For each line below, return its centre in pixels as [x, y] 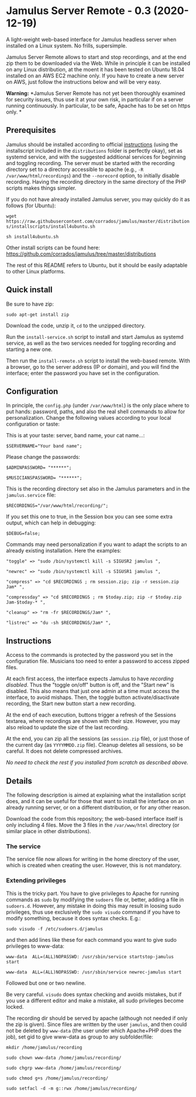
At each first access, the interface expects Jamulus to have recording [90, 679]
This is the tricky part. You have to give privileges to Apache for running [93, 893]
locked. [15, 1007]
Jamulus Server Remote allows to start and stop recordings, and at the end [96, 57]
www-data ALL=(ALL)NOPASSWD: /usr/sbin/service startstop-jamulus [90, 957]
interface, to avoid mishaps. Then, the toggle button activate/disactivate [93, 697]
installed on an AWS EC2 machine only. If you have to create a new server [95, 76]
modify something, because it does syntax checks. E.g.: [73, 918]
